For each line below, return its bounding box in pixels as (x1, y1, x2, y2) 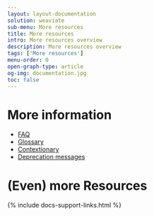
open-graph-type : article (7, 63, 83, 70)
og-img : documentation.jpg (7, 69, 87, 76)
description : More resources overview (7, 43, 122, 50)
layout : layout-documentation (7, 10, 97, 18)
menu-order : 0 (7, 57, 49, 64)
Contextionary (17, 145, 59, 154)
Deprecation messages (17, 153, 85, 161)
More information (7, 107, 112, 123)
